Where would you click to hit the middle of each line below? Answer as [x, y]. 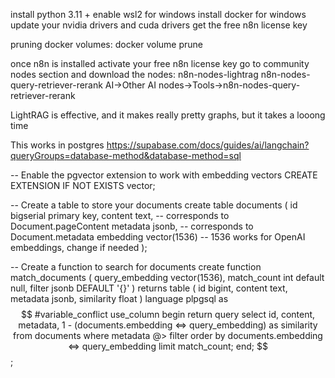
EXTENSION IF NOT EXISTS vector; [83, 185]
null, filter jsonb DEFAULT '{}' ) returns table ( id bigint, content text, [149, 288]
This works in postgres [57, 145]
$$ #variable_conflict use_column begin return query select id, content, [168, 314]
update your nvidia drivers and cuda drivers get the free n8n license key [159, 25]
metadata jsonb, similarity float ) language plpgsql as [119, 298]
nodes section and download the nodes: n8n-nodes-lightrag [134, 74]
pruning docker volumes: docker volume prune [107, 44]
